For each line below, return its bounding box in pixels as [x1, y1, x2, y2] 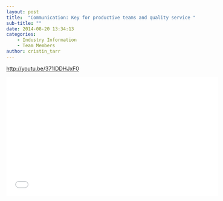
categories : [6, 31, 36, 38]
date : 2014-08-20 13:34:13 [6, 25, 74, 32]
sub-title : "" [6, 20, 42, 26]
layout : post [6, 8, 39, 15]
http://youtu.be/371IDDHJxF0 [6, 65, 80, 72]
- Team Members [17, 43, 56, 49]
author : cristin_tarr [6, 48, 61, 54]
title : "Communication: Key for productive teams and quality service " [6, 15, 196, 21]
